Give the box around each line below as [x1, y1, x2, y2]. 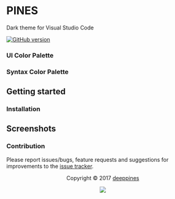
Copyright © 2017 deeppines [66, 174, 140, 181]
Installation [6, 105, 41, 113]
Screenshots [6, 124, 56, 134]
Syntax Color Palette [6, 67, 69, 76]
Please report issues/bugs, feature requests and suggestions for [6, 156, 169, 163]
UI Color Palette [6, 51, 54, 59]
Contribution [6, 142, 45, 151]
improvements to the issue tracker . [6, 162, 94, 170]
